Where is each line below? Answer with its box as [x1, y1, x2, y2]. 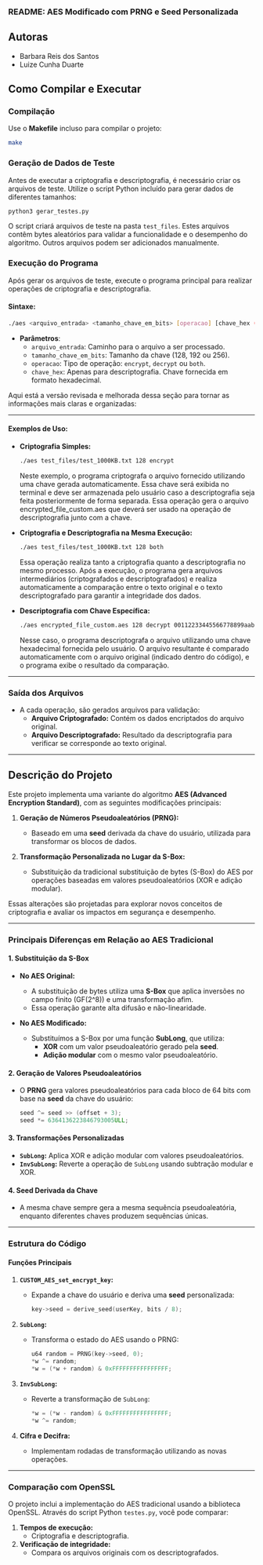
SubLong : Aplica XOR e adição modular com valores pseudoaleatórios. [19, 1151, 244, 1161]
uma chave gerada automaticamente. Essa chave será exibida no [19, 479, 229, 488]
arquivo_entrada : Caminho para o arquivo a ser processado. [31, 342, 225, 351]
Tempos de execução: [19, 1523, 94, 1532]
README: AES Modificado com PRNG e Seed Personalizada [8, 6, 239, 17]
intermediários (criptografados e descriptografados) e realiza [19, 574, 218, 583]
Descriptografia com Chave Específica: [19, 605, 150, 615]
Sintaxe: [8, 302, 36, 312]
